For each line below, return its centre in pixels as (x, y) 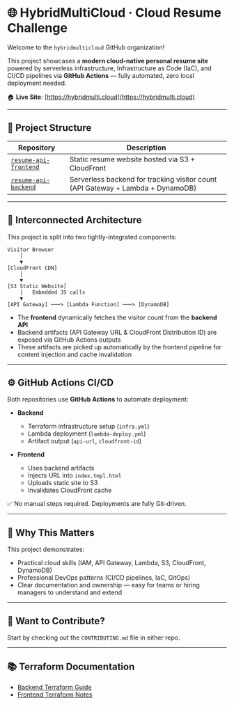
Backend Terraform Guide (54, 687)
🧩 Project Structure (49, 128)
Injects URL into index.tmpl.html (75, 475)
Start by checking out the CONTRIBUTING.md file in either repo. (94, 637)
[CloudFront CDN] (32, 268)
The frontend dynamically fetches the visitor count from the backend (117, 317)
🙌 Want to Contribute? (56, 621)
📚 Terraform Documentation (71, 667)
